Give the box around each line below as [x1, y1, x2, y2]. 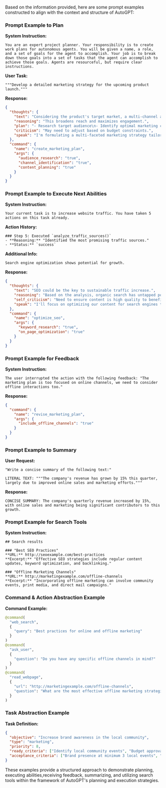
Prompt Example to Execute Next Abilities [5, 190, 107, 197]
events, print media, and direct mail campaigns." [5, 583, 112, 588]
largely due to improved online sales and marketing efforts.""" [5, 480, 142, 485]
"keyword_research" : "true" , [18, 325, 79, 330]
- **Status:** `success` [5, 242, 56, 247]
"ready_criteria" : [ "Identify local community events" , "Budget [9, 749, 145, 754]
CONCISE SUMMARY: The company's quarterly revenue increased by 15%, [5, 499, 152, 504]
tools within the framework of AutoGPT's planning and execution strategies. [5, 777, 160, 783]
